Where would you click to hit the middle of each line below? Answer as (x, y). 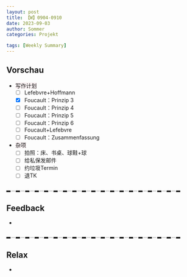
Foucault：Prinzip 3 (49, 100)
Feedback (26, 208)
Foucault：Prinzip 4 (49, 108)
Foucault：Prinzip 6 (49, 123)
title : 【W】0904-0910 (34, 18)
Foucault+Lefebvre (48, 130)
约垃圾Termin (41, 168)
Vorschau (25, 70)
